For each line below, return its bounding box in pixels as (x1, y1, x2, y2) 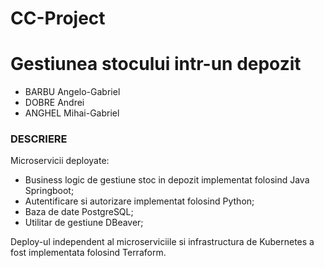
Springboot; (24, 185, 75, 197)
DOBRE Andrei (24, 97, 85, 109)
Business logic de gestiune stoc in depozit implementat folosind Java (24, 174, 310, 186)
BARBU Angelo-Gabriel (24, 86, 121, 98)
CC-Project (10, 7, 106, 30)
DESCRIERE (10, 132, 68, 146)
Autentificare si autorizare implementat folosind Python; (24, 195, 255, 207)
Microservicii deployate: (10, 155, 110, 167)
